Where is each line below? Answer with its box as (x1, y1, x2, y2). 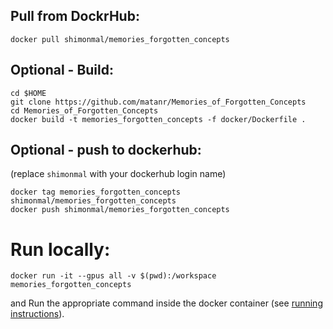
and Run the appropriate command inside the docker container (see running (10, 297, 323, 309)
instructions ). (10, 308, 65, 320)
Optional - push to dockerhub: (10, 142, 202, 159)
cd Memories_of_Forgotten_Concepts (10, 105, 159, 116)
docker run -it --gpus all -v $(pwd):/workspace (10, 271, 217, 281)
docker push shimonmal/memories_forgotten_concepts (10, 205, 230, 215)
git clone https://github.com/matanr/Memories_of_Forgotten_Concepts (10, 97, 307, 107)
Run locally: (10, 238, 111, 261)
